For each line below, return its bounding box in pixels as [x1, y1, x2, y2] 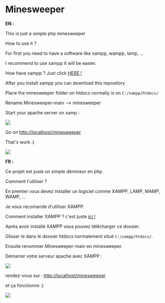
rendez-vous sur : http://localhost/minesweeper [5, 272, 106, 278]
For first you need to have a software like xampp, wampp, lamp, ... [5, 50, 144, 56]
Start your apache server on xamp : [5, 109, 80, 115]
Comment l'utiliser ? [5, 178, 47, 184]
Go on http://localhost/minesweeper [5, 129, 81, 135]
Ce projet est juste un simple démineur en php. [5, 168, 103, 174]
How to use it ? [5, 40, 37, 46]
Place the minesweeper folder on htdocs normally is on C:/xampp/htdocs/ [5, 89, 159, 96]
